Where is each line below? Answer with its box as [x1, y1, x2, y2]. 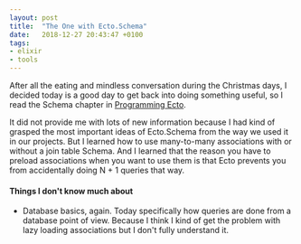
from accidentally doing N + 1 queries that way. [9, 164, 185, 175]
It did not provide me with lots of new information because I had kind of [9, 117, 276, 127]
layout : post [9, 13, 59, 23]
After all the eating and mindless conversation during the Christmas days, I [9, 80, 287, 90]
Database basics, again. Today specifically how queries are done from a [22, 205, 292, 217]
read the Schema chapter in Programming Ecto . [9, 99, 187, 109]
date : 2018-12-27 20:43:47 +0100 [9, 30, 144, 39]
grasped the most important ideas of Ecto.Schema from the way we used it [9, 127, 289, 136]
